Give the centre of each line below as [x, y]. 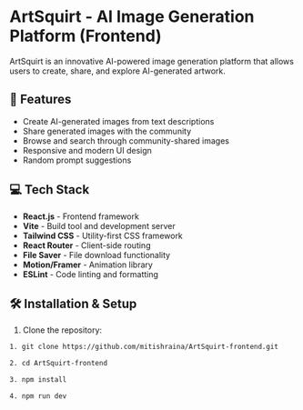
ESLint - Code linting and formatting [91, 274]
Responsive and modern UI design [87, 150]
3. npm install [38, 380]
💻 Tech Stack [50, 190]
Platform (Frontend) [86, 36]
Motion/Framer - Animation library [87, 265]
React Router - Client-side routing [86, 245]
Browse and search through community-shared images [126, 140]
